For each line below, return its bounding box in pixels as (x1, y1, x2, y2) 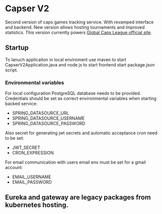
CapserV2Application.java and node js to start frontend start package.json (5, 62, 155, 67)
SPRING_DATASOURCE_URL (12, 110, 69, 116)
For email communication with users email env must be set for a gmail (5, 159, 146, 165)
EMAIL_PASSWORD (12, 179, 52, 185)
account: (5, 165, 23, 171)
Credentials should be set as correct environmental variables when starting (5, 96, 157, 102)
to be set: (5, 135, 24, 141)
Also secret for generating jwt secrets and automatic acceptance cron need (5, 130, 158, 136)
